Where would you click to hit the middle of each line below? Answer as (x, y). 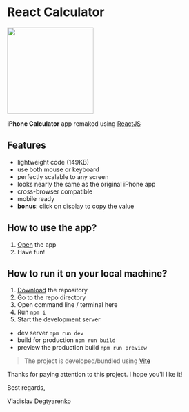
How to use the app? (52, 228)
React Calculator (56, 12)
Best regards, (26, 388)
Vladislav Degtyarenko (39, 401)
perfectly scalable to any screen (63, 176)
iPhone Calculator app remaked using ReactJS (74, 123)
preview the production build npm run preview (82, 348)
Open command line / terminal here (67, 305)
